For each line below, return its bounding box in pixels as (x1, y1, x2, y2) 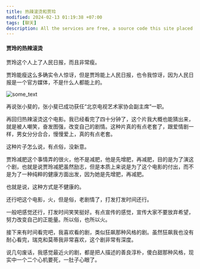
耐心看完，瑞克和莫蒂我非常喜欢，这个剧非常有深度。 (6, 236, 137, 243)
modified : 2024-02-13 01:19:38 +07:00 (6, 14, 102, 20)
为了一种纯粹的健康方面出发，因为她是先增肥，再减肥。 (11, 171, 147, 178)
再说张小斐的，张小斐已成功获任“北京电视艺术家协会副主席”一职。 (6, 103, 168, 110)
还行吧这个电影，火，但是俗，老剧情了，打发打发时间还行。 (6, 196, 152, 203)
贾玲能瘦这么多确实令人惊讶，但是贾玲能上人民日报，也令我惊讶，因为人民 (6, 71, 189, 79)
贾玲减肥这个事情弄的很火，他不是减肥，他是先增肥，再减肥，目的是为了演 (6, 156, 189, 163)
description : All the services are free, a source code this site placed (6, 25, 193, 32)
